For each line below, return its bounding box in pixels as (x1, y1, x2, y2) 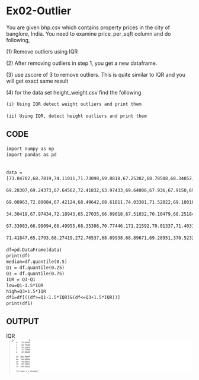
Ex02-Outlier (6, 4, 72, 18)
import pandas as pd (6, 152, 57, 158)
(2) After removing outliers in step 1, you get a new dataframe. (6, 59, 158, 67)
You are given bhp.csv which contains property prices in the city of (6, 24, 171, 31)
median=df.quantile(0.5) (6, 259, 68, 265)
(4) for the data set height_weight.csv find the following (6, 89, 142, 96)
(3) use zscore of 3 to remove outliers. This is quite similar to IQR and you (6, 71, 185, 78)
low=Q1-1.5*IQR (6, 282, 44, 288)
